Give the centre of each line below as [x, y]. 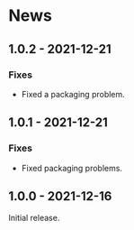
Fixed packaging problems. [72, 168]
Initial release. [34, 218]
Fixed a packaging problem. [73, 94]
